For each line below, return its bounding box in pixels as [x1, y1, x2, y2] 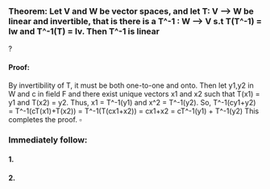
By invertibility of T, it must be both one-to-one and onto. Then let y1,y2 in [8, 80, 254, 90]
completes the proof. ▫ [8, 114, 82, 124]
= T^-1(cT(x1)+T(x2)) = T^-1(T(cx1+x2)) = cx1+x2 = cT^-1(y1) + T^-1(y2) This [8, 106, 260, 116]
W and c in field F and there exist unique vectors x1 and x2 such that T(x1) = [8, 88, 260, 98]
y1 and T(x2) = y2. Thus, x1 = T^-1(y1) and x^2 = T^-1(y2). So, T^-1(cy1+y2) [8, 97, 256, 107]
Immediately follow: [8, 134, 88, 146]
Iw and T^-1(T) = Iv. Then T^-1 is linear [8, 26, 160, 37]
